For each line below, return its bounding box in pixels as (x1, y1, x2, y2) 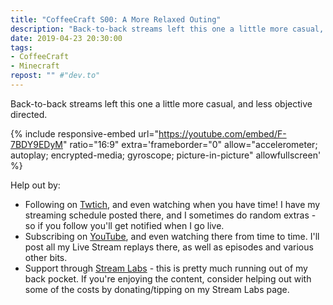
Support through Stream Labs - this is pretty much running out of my (24, 262, 308, 274)
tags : (10, 42, 33, 53)
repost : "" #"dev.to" (10, 71, 101, 81)
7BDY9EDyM (10, 138, 63, 150)
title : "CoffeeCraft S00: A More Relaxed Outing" (10, 14, 222, 25)
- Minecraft (10, 61, 60, 71)
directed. (10, 108, 48, 120)
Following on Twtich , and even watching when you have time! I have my (24, 198, 321, 210)
